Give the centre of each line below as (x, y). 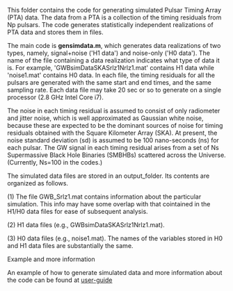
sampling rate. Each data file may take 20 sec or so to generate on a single (114, 90)
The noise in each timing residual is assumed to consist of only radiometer (114, 111)
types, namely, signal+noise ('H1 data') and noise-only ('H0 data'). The (109, 53)
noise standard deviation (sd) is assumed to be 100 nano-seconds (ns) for (113, 140)
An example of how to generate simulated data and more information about (115, 273)
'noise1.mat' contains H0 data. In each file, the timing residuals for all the (111, 75)
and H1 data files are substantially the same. (70, 246)
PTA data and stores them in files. (56, 32)
